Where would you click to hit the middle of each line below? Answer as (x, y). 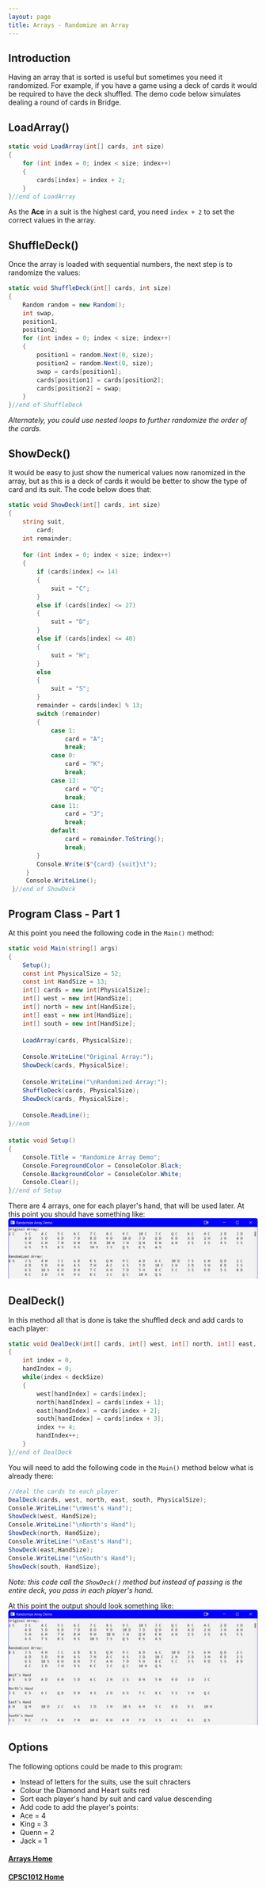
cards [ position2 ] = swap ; (80, 388)
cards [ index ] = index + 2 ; (81, 180)
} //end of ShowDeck (44, 889)
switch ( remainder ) (69, 714)
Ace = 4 (32, 1815)
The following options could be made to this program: (96, 1766)
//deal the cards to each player (63, 1491)
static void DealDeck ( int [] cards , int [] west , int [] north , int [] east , (133, 1344)
